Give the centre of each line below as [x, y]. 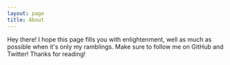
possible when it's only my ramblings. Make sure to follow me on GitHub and [115, 47]
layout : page [26, 13]
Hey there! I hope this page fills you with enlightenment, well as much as [110, 39]
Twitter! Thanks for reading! [46, 54]
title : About [26, 20]
